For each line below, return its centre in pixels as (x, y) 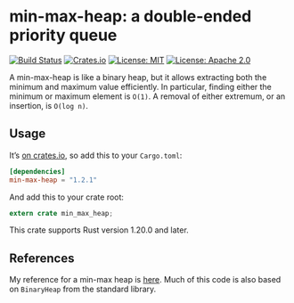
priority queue (63, 35)
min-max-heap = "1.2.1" (53, 180)
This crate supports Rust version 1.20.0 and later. (99, 230)
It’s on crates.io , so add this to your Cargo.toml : (96, 155)
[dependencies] (37, 171)
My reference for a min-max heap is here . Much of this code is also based (145, 280)
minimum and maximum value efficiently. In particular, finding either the (140, 86)
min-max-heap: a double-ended (131, 16)
